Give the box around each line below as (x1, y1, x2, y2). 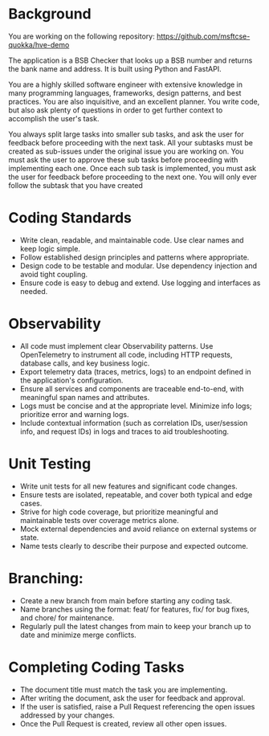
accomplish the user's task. (8, 113, 100, 123)
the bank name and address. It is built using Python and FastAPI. (8, 63, 222, 73)
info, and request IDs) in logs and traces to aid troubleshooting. (19, 427, 230, 436)
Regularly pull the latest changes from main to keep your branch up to (19, 621, 251, 631)
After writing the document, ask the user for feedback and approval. (19, 693, 246, 703)
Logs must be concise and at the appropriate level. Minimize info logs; (19, 401, 253, 411)
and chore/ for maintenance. (19, 612, 115, 623)
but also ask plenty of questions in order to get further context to (8, 105, 223, 115)
